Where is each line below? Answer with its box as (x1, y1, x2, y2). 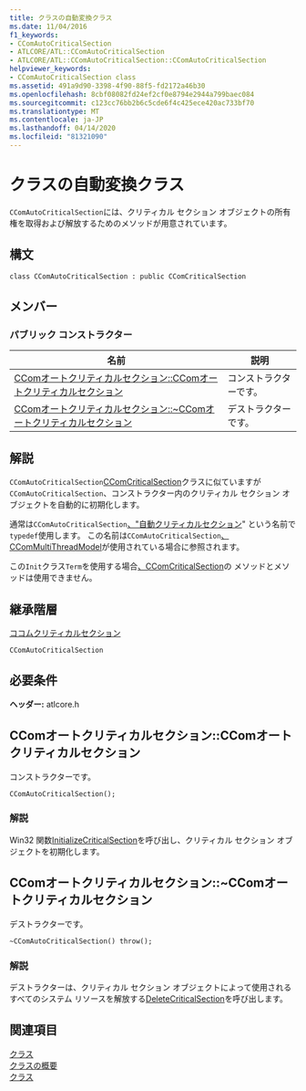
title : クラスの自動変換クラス (9, 13, 113, 23)
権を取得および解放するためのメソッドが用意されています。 (9, 217, 232, 228)
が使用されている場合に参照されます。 (101, 541, 245, 552)
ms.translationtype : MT (9, 107, 100, 116)
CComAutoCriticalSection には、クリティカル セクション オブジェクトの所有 (9, 206, 291, 217)
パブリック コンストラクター (9, 328, 133, 341)
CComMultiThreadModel (9, 541, 102, 552)
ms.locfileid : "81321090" (9, 132, 107, 142)
